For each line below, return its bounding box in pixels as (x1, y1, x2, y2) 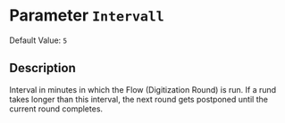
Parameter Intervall (9, 5, 165, 26)
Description (9, 61, 76, 76)
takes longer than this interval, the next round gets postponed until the (9, 94, 268, 104)
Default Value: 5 (9, 35, 68, 45)
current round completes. (9, 103, 104, 114)
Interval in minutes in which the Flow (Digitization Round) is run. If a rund (9, 84, 277, 94)
